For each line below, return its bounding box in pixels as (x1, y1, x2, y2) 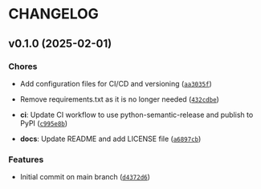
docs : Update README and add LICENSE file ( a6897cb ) (19, 134, 202, 143)
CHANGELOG (8, 5, 99, 23)
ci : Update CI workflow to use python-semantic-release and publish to (19, 110, 254, 119)
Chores (8, 61, 38, 72)
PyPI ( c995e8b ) (19, 118, 68, 128)
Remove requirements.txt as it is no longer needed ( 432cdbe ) (19, 94, 219, 104)
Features (8, 154, 44, 165)
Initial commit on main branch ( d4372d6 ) (19, 172, 151, 182)
